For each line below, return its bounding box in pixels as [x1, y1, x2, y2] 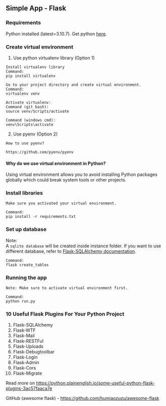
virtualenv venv [6, 91, 40, 96]
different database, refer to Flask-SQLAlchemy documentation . [6, 248, 137, 254]
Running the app [6, 274, 47, 281]
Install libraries [6, 190, 43, 197]
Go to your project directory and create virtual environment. [6, 82, 142, 87]
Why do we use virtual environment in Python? [6, 160, 106, 166]
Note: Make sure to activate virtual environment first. [6, 286, 128, 291]
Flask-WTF [13, 327, 36, 333]
